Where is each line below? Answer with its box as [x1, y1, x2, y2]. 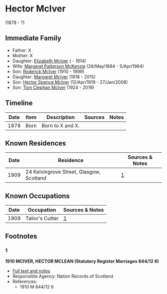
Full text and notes [12, 268, 51, 274]
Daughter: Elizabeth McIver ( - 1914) [12, 58, 86, 64]
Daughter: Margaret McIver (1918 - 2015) [12, 73, 96, 80]
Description [46, 113, 75, 120]
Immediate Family [5, 34, 62, 42]
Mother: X [12, 52, 33, 58]
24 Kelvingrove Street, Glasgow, [25, 168, 101, 175]
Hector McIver [5, 3, 66, 14]
